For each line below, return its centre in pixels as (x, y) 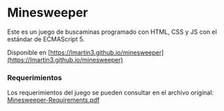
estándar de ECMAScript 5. (46, 39)
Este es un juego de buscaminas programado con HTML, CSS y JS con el (112, 32)
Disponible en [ (29, 52)
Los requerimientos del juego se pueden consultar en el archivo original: (110, 93)
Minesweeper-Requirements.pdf (53, 100)
